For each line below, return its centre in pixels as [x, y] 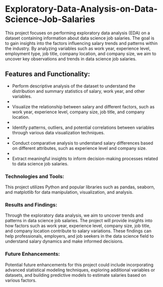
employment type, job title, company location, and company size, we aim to [81, 53]
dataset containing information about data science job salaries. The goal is [80, 38]
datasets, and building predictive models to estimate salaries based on [76, 275]
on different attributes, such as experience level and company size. [79, 148]
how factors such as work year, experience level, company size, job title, [78, 226]
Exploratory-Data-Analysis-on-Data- [81, 9]
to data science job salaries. [40, 164]
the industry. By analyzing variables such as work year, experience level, [78, 48]
